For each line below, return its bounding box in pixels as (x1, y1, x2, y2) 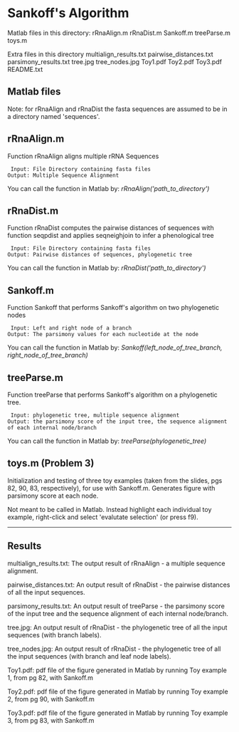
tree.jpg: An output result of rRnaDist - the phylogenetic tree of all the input (7, 623, 228, 632)
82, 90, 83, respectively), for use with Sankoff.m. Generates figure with (7, 483, 216, 492)
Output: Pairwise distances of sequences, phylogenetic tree (7, 251, 193, 258)
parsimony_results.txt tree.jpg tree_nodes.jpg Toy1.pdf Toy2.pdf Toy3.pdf (7, 57, 223, 66)
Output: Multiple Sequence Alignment (7, 172, 119, 179)
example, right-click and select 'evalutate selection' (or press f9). (7, 513, 198, 521)
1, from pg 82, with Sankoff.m (7, 673, 94, 681)
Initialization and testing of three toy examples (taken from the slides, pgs (7, 476, 223, 485)
